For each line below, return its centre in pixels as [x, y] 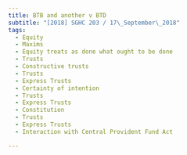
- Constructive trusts [52, 67]
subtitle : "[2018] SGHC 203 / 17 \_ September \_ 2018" [94, 23]
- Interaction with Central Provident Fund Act [94, 132]
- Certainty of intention [58, 88]
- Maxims [29, 45]
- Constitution [40, 110]
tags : [17, 30]
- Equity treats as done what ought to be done [94, 52]
